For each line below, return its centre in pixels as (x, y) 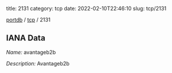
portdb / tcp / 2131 (28, 20)
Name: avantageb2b (31, 52)
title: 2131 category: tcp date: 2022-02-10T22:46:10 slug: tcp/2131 (86, 8)
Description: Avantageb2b (38, 63)
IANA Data (26, 38)
